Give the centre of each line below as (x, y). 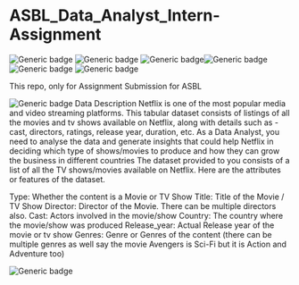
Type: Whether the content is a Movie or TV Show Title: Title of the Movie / (147, 197)
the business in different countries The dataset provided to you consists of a (149, 160)
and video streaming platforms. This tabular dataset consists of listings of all (149, 113)
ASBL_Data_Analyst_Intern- (115, 16)
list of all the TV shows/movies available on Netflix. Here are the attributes (145, 170)
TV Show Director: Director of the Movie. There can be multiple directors (143, 205)
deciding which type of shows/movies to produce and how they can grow (145, 151)
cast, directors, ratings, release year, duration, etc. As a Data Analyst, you (144, 131)
